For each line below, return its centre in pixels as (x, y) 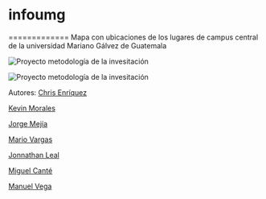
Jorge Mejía (28, 123)
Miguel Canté (31, 170)
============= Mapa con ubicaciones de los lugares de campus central (133, 37)
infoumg (37, 15)
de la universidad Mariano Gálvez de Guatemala (88, 45)
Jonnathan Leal (34, 155)
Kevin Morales (32, 108)
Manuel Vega (30, 186)
